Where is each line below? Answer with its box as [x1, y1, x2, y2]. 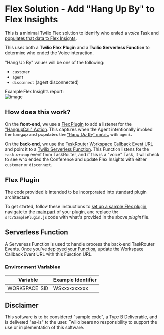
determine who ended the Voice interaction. [5, 50, 94, 56]
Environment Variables [5, 264, 61, 270]
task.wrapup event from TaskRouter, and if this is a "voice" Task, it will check [5, 151, 160, 157]
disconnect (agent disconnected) [12, 79, 79, 85]
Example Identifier [53, 276, 97, 283]
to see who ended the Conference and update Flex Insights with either [5, 156, 147, 162]
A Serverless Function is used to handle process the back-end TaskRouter [5, 241, 155, 247]
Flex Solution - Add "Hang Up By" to [5, 3, 155, 15]
